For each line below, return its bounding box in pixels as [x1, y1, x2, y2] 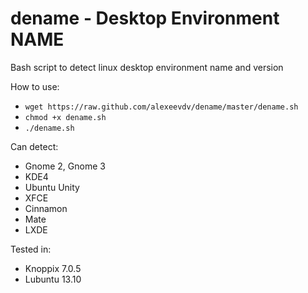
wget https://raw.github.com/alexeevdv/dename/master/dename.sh [24, 102, 299, 112]
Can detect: [10, 140, 59, 152]
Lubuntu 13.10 [24, 273, 82, 285]
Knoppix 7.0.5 [24, 262, 82, 274]
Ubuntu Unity [24, 181, 80, 193]
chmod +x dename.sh [24, 112, 107, 122]
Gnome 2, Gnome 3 [24, 160, 106, 172]
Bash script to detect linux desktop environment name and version [10, 61, 284, 73]
